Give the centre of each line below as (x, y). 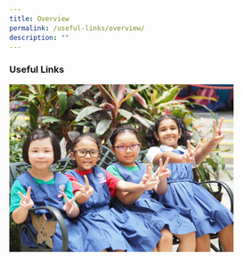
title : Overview (39, 19)
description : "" (39, 37)
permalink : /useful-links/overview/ (77, 28)
